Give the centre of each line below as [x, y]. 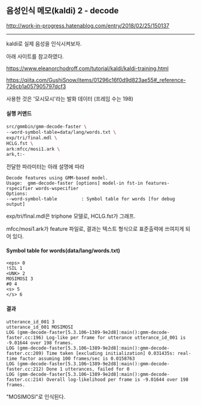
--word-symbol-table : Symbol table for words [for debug [91, 199]
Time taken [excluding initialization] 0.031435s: [111, 353]
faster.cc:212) [25, 369]
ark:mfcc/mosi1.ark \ [33, 149]
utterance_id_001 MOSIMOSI [40, 327]
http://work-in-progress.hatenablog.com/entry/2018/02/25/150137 [88, 25]
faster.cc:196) [25, 338]
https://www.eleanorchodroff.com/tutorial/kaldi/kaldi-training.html [87, 68]
